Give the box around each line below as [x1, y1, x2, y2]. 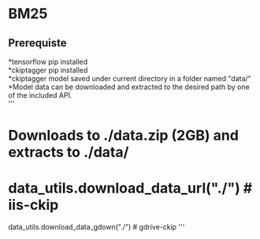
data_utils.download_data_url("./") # [8, 179, 253, 197]
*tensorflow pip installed [8, 57, 88, 66]
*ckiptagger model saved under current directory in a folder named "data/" [8, 74, 252, 83]
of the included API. [8, 91, 72, 99]
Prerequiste [8, 36, 67, 50]
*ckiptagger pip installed [8, 65, 88, 75]
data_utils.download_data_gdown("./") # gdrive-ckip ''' [8, 222, 185, 232]
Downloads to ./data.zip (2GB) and [8, 127, 239, 144]
